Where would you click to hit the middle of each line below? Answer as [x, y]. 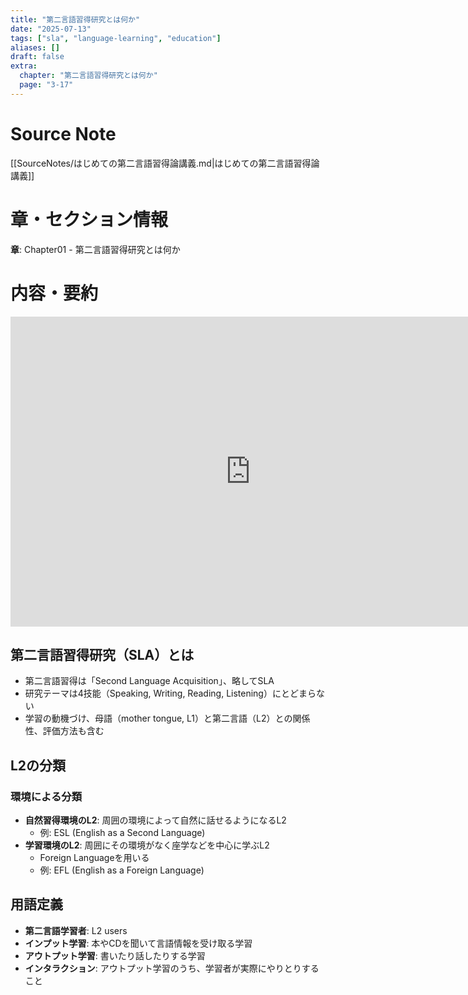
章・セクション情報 [89, 219]
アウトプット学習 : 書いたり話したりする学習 [115, 955]
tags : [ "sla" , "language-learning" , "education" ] [116, 38]
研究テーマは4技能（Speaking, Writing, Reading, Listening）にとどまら [170, 693]
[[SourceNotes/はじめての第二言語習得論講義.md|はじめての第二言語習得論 [165, 163]
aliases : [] [35, 47]
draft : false [37, 57]
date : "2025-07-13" [51, 29]
